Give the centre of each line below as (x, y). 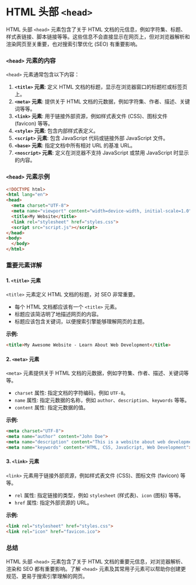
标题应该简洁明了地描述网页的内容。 (58, 314)
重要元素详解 (24, 265)
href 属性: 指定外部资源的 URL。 (53, 502)
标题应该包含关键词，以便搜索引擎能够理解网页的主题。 (81, 321)
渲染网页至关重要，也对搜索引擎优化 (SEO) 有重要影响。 (73, 44)
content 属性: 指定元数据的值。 (51, 408)
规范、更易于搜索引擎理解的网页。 (47, 576)
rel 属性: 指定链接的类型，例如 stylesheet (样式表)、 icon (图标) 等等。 (99, 495)
